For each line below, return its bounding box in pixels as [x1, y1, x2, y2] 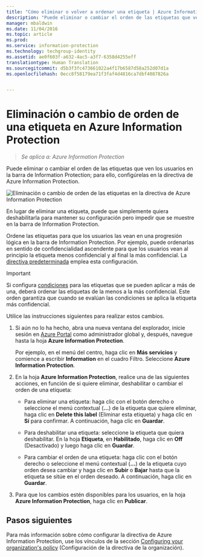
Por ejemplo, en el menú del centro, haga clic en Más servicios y [14, 349, 178, 356]
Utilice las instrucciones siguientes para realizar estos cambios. [6, 312, 165, 320]
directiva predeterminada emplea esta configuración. [6, 258, 139, 265]
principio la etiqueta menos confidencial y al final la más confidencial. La [6, 252, 187, 259]
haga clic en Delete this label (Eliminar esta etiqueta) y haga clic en [24, 411, 192, 418]
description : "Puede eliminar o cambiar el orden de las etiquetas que [6, 15, 190, 21]
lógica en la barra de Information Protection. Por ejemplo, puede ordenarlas [6, 239, 195, 246]
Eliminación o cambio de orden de [6, 107, 179, 121]
